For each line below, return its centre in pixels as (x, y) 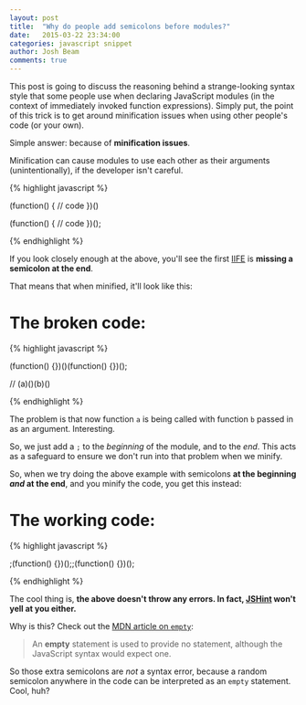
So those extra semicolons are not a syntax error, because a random (138, 671)
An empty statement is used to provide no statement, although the (157, 644)
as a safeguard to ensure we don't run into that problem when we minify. (146, 456)
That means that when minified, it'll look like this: (101, 286)
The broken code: (78, 323)
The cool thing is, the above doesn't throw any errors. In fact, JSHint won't (153, 598)
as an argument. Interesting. (63, 428)
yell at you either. (43, 608)
